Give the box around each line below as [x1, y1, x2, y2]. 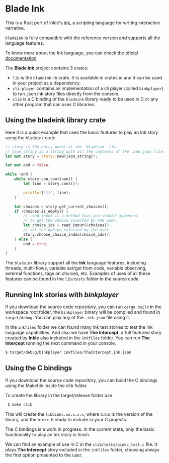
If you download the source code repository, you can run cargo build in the [5, 304, 162, 310]
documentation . [5, 55, 38, 61]
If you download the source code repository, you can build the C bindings [5, 377, 157, 383]
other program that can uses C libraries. [12, 101, 96, 107]
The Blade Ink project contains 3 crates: [5, 65, 89, 71]
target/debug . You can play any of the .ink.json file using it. [5, 315, 131, 321]
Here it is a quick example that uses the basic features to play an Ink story [5, 129, 158, 135]
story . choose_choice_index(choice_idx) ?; [23, 232, 112, 237]
